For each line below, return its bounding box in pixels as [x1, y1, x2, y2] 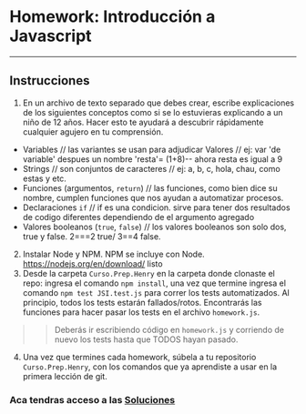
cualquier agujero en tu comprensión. [22, 126, 164, 137]
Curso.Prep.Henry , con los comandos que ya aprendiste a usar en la [22, 361, 278, 372]
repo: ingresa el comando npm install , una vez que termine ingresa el [22, 278, 287, 288]
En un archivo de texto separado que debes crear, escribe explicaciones [22, 97, 294, 108]
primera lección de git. [22, 370, 107, 381]
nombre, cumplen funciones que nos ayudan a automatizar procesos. [22, 192, 284, 203]
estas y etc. [22, 173, 66, 184]
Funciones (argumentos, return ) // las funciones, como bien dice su [22, 182, 278, 193]
